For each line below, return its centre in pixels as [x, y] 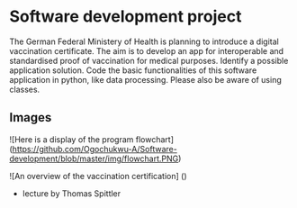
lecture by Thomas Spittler [72, 193]
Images [31, 118]
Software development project [126, 17]
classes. [25, 89]
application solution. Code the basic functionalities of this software [133, 70]
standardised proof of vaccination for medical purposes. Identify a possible [149, 60]
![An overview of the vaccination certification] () [98, 176]
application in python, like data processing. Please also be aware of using [145, 79]
